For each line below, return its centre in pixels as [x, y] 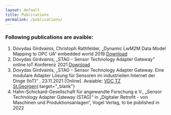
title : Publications [27, 15]
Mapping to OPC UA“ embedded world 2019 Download [70, 53]
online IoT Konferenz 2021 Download [51, 65]
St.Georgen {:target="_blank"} [44, 86]
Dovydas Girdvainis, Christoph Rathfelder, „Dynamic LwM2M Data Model [89, 48]
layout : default [22, 10]
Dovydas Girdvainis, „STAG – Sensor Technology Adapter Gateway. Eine [88, 70]
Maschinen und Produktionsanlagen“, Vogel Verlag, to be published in [86, 102]
